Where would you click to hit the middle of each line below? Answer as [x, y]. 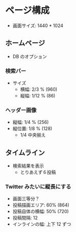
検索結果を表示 [28, 166]
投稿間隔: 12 [25, 218]
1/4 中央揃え [33, 135]
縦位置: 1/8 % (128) [32, 128]
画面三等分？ [26, 199]
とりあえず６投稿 [38, 172]
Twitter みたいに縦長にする [38, 187]
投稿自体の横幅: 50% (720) [41, 212]
